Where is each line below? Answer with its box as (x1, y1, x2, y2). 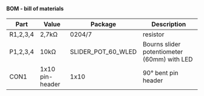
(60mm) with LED (142, 55, 193, 63)
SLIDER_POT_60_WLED (69, 48, 137, 56)
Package (90, 20, 117, 28)
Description (151, 20, 186, 28)
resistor (142, 30, 165, 39)
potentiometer (142, 48, 183, 56)
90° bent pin (142, 69, 178, 77)
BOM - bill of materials (6, 5, 64, 12)
